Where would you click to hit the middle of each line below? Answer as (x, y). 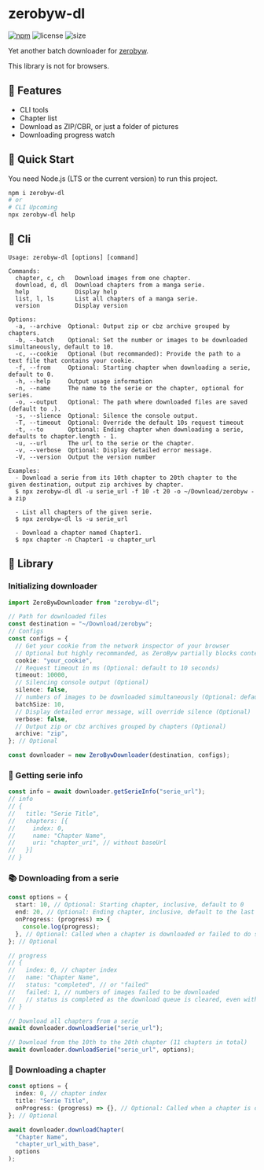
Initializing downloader (53, 586)
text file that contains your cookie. (71, 360)
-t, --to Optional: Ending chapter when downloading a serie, (130, 430)
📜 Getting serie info (46, 775)
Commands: (24, 271)
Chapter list (38, 118)
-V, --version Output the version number (86, 457)
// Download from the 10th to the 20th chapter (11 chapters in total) (128, 1043)
